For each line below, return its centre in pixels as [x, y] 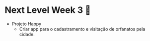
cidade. [27, 34]
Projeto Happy [27, 24]
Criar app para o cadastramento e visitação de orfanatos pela [82, 29]
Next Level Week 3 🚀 [48, 10]
